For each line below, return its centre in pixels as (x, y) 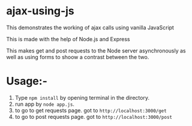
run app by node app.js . (45, 104)
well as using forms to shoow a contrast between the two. (78, 57)
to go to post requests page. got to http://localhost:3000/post (94, 116)
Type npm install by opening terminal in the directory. (82, 97)
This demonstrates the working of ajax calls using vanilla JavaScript (90, 27)
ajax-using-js (40, 11)
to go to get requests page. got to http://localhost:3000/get (91, 110)
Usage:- (27, 81)
